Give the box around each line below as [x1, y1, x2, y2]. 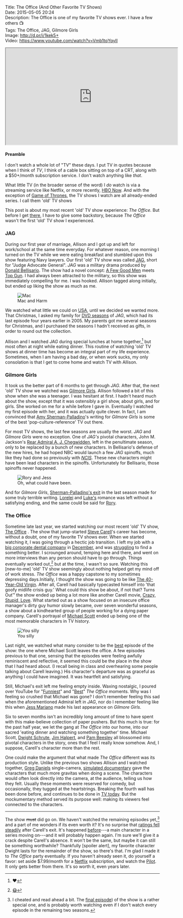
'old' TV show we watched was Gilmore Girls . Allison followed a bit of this [5, 388, 154, 394]
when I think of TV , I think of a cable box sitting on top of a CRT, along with [5, 167, 157, 173]
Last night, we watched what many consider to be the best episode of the [5, 642, 154, 648]
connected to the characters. [5, 802, 64, 807]
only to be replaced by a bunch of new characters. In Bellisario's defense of [5, 444, 158, 450]
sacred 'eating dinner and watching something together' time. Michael [5, 729, 147, 735]
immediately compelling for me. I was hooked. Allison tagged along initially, [5, 278, 157, 284]
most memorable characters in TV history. [5, 618, 90, 624]
